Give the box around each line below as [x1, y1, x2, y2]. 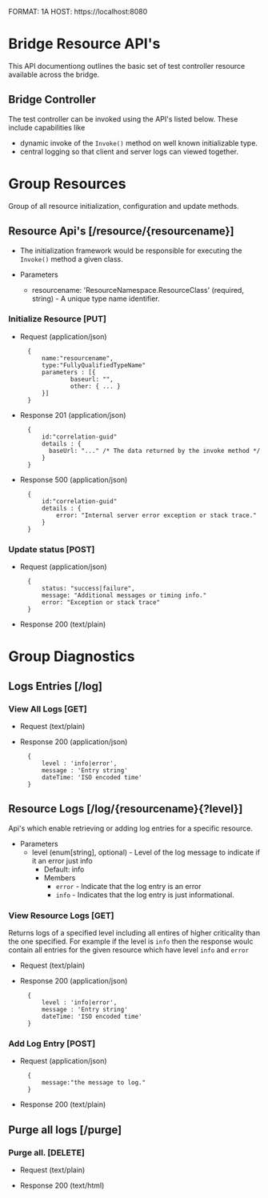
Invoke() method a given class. [19, 254, 124, 263]
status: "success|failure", [41, 584, 135, 593]
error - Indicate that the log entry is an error [55, 881, 202, 891]
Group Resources [8, 174, 126, 193]
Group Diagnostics [8, 647, 135, 666]
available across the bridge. [8, 70, 100, 79]
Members [43, 872, 76, 883]
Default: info [43, 864, 85, 874]
